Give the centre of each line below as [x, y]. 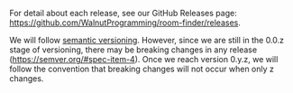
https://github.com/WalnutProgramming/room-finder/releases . [125, 23]
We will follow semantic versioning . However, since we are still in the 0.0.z [147, 40]
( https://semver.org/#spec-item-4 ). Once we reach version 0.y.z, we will [144, 59]
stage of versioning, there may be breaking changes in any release [133, 50]
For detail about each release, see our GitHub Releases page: [123, 13]
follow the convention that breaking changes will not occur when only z [142, 69]
